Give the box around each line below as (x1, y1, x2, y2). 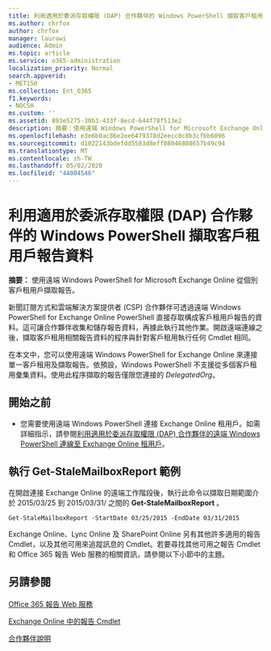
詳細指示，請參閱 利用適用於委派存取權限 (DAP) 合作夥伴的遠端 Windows (19, 428, 261, 438)
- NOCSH (8, 102, 35, 110)
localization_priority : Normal (8, 65, 114, 73)
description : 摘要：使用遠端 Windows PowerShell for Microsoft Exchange (8, 124, 249, 132)
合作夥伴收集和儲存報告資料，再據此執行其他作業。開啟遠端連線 (43, 322, 256, 332)
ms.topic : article (8, 49, 70, 57)
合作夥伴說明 (8, 633, 51, 643)
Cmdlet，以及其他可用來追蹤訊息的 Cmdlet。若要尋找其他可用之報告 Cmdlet (8, 539, 261, 549)
